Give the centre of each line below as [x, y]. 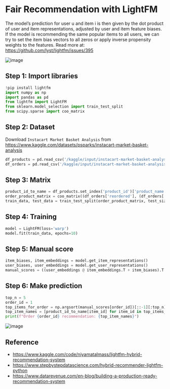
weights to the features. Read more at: [45, 45]
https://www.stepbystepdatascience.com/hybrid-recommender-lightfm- [88, 365]
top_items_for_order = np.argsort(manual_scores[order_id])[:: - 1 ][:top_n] [86, 307]
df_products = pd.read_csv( [35, 159]
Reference [22, 342]
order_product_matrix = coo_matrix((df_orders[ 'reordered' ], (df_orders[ [85, 196]
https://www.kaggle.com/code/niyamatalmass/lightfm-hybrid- [77, 354]
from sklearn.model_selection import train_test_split [64, 107]
